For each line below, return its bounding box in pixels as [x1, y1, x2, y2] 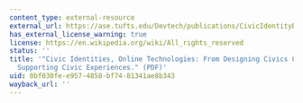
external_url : [9, 21, 63, 30]
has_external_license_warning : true [9, 30, 147, 39]
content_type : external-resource [9, 13, 135, 22]
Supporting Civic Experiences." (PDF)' [17, 64, 168, 73]
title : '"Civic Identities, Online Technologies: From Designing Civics [9, 55, 289, 64]
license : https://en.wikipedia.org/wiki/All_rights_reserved [9, 38, 244, 47]
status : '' [9, 47, 50, 56]
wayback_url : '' [9, 80, 70, 89]
